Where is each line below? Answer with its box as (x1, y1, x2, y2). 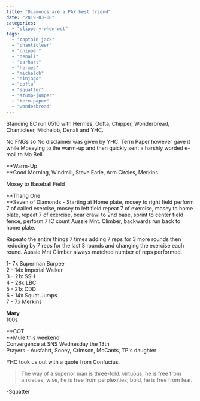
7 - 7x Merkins (6, 298, 42, 305)
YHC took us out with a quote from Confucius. (6, 358, 120, 366)
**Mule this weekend (6, 334, 60, 341)
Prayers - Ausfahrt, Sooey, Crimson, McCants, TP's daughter (6, 346, 157, 354)
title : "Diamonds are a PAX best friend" (6, 8, 111, 15)
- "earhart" (11, 59, 42, 65)
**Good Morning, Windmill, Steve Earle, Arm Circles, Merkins (6, 168, 159, 176)
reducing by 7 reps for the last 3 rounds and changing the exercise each (6, 242, 184, 249)
